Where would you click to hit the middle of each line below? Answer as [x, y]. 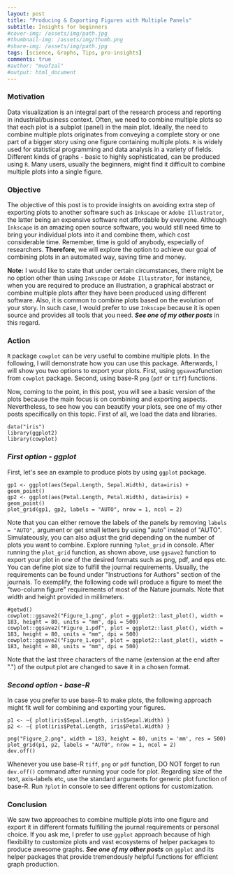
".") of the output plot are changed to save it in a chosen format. [99, 666]
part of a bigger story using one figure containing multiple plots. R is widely [115, 141]
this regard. [24, 323]
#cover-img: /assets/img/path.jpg [58, 33]
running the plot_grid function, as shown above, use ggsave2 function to [112, 552]
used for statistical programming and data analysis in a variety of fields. [110, 149]
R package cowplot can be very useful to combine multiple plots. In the [109, 356]
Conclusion [27, 804]
